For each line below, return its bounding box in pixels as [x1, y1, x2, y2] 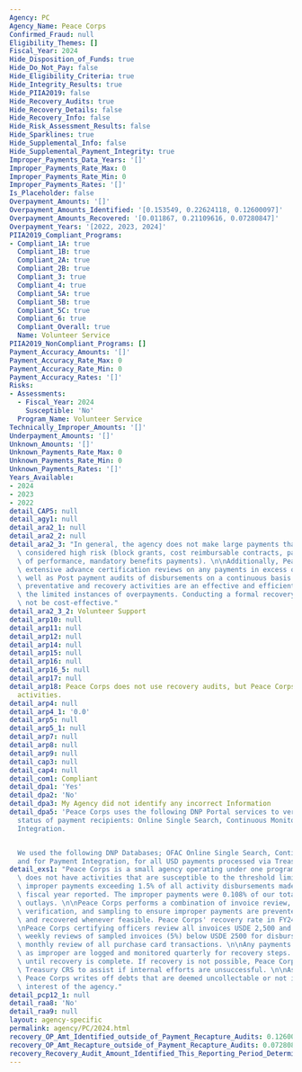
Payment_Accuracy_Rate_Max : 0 [9, 356, 123, 365]
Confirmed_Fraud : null [9, 30, 94, 39]
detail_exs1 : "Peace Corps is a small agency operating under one [9, 865, 263, 874]
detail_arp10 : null [9, 615, 83, 624]
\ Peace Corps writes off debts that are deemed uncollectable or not [17, 973, 288, 983]
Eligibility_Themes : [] [9, 38, 99, 48]
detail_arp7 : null [9, 732, 78, 742]
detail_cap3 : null [9, 757, 78, 766]
